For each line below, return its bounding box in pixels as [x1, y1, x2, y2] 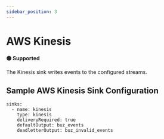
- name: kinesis [11, 107, 52, 113]
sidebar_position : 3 [6, 8, 58, 15]
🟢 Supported [6, 54, 40, 61]
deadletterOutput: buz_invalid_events [17, 128, 113, 134]
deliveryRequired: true [17, 117, 76, 123]
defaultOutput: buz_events [17, 122, 84, 128]
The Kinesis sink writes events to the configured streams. [6, 68, 147, 75]
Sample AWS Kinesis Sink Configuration [6, 85, 159, 95]
